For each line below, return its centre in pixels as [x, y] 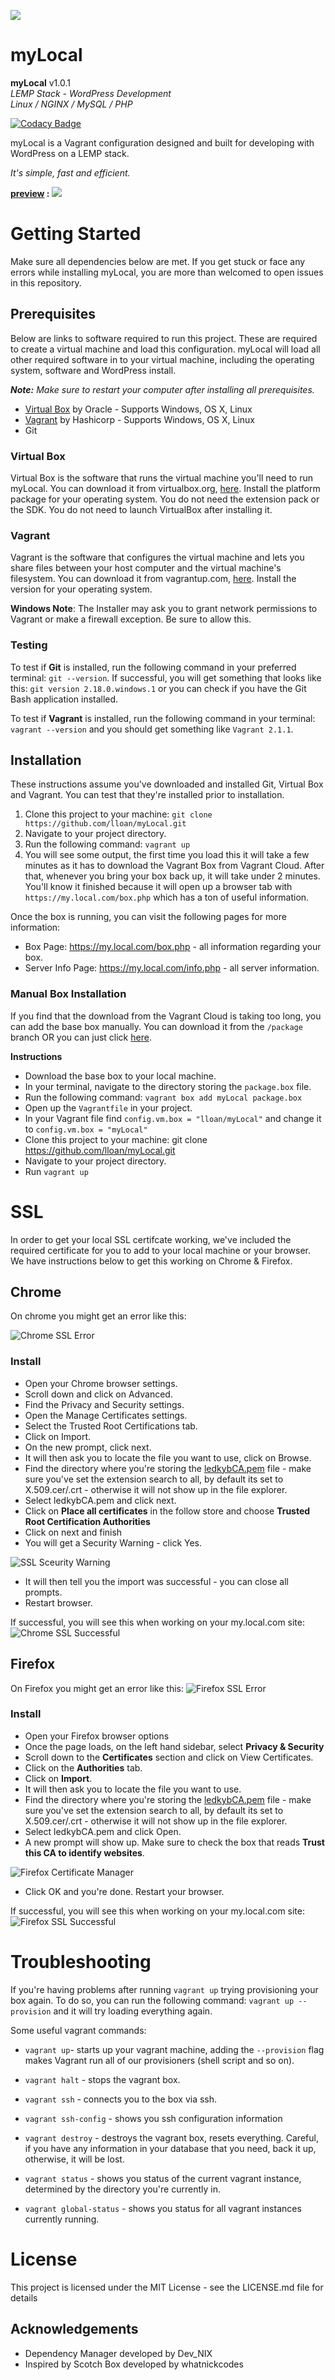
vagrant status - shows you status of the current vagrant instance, [163, 2178]
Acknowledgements [74, 2329]
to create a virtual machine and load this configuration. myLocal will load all [165, 349]
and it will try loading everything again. [133, 2011]
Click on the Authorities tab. [83, 1767]
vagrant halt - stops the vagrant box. [102, 2079]
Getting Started [76, 234]
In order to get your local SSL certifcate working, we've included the [151, 1239]
